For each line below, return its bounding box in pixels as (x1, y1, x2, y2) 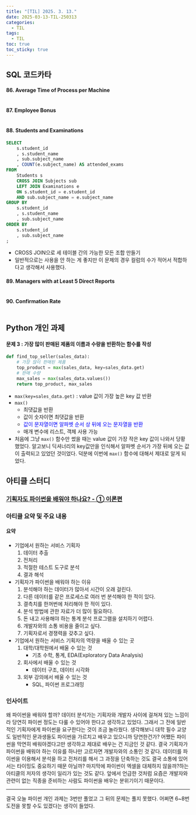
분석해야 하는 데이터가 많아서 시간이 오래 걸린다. (23, 586, 132, 593)
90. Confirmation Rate (6, 298, 61, 305)
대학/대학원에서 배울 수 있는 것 (23, 645, 92, 652)
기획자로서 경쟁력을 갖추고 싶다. (23, 630, 95, 637)
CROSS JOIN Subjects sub (16, 178, 77, 184)
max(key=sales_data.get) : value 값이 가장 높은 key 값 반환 (14, 392, 152, 399)
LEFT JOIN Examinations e (16, 183, 80, 189)
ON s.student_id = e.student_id (16, 189, 95, 195)
